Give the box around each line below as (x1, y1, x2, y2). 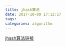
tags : (5, 16, 16, 21)
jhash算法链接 (5, 35, 34, 41)
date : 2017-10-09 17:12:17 (5, 12, 61, 17)
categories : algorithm (5, 21, 52, 26)
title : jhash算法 (5, 7, 40, 12)
